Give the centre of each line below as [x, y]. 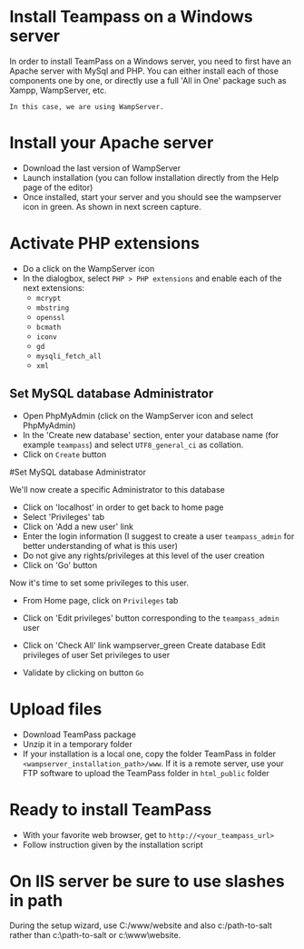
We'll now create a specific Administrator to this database [117, 489]
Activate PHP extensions [104, 244]
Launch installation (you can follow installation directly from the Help [151, 177]
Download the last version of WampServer [102, 168]
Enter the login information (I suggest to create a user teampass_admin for [158, 536]
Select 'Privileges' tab [64, 516]
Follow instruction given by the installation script [113, 844]
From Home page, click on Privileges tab [100, 600]
